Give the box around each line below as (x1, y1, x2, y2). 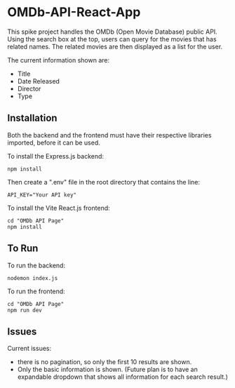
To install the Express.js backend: (7, 152, 104, 160)
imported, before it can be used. (7, 138, 100, 147)
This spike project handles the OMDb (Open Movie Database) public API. (7, 27, 217, 36)
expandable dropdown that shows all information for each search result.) (17, 373, 228, 381)
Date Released (17, 76, 60, 85)
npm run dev (7, 307, 42, 314)
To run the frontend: (7, 287, 65, 295)
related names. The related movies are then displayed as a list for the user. (7, 42, 223, 51)
